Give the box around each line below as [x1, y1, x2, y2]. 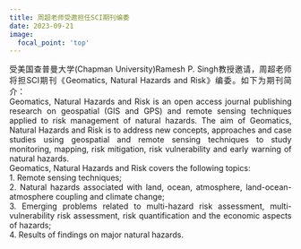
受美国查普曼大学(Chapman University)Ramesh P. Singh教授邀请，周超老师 [9, 64, 292, 74]
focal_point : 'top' [17, 38, 90, 47]
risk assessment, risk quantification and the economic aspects [56, 210, 292, 221]
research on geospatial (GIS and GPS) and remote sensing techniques [9, 106, 292, 116]
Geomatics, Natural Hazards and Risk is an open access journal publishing [9, 96, 292, 107]
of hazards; [9, 220, 52, 231]
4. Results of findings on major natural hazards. [9, 229, 184, 240]
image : [9, 30, 34, 39]
